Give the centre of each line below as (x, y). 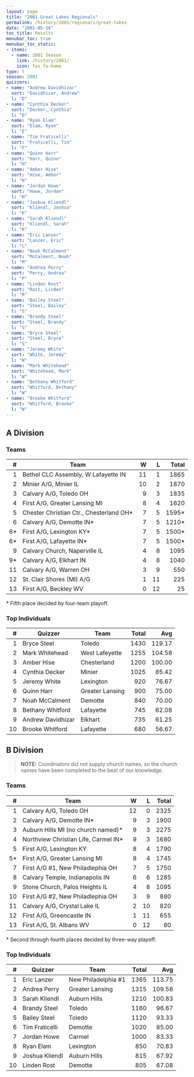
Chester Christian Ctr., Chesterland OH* (78, 513)
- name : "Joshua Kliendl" (38, 202)
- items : (17, 50)
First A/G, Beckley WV (53, 589)
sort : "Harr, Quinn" (36, 159)
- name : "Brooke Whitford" (39, 398)
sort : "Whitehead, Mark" (42, 371)
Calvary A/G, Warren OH (56, 570)
